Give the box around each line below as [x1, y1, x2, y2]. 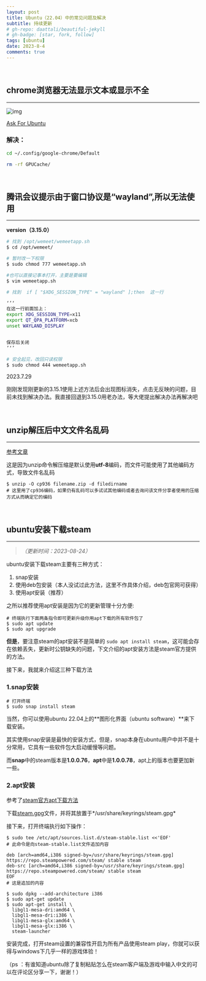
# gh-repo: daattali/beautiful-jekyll [6, 26, 105, 33]
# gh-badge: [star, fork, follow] [6, 32, 95, 38]
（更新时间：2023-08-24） [21, 548, 91, 555]
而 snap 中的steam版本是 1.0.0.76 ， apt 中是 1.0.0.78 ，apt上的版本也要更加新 [6, 756, 195, 764]
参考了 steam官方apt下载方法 [6, 796, 78, 804]
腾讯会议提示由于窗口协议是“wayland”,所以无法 [6, 192, 187, 202]
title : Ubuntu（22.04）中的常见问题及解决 [6, 15, 106, 21]
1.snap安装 [6, 683, 39, 691]
